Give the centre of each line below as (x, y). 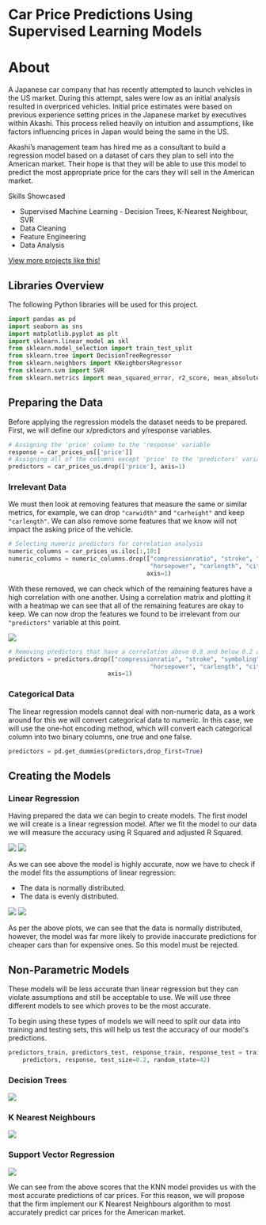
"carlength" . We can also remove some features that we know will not (123, 521)
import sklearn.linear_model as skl (68, 341)
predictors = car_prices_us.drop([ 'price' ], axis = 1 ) (97, 467)
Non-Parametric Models (69, 969)
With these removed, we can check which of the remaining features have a (130, 589)
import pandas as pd (42, 319)
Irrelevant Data (38, 487)
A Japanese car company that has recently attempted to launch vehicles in (130, 90)
